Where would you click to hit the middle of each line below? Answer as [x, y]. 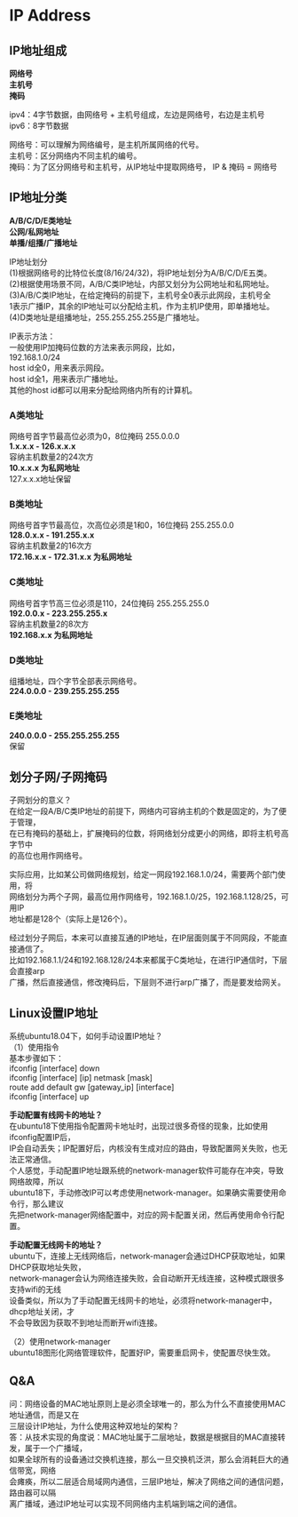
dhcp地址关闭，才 [42, 1311]
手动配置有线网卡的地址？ [56, 1114]
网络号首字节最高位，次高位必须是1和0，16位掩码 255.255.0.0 [122, 525]
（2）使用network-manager [60, 1341]
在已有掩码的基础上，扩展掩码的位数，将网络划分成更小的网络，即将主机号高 [149, 834]
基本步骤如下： [36, 1058]
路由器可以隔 [32, 1492]
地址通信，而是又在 [44, 1415]
